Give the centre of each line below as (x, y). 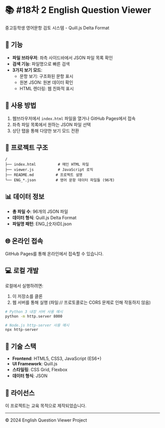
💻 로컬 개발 (22, 271)
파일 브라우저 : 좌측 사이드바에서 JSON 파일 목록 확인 (62, 58)
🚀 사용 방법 (21, 106)
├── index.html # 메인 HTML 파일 (47, 165)
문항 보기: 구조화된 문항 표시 (46, 76)
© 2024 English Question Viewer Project (46, 420)
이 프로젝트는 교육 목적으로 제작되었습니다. (46, 405)
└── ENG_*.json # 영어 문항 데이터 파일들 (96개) (60, 180)
